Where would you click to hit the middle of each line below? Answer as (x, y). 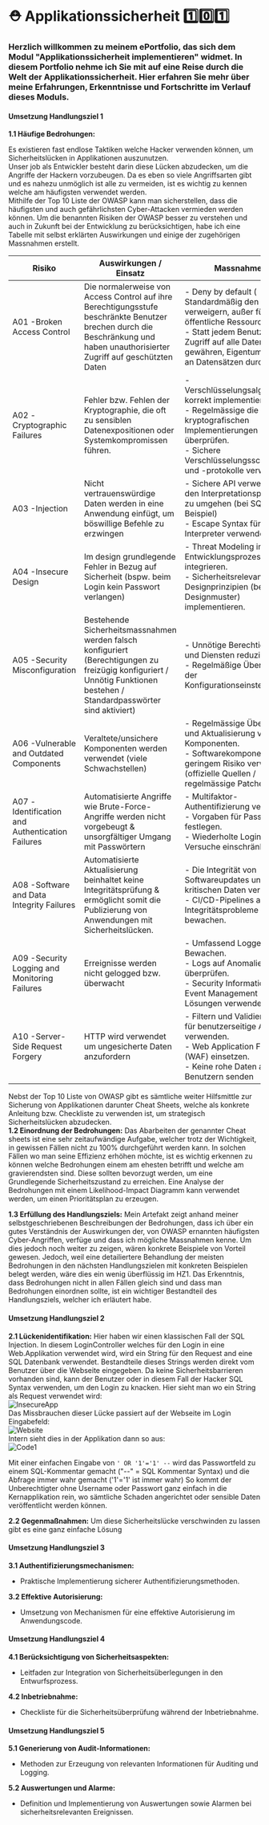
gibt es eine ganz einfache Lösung (65, 1529)
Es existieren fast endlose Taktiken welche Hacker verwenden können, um (131, 149)
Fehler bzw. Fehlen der (127, 401)
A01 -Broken (37, 322)
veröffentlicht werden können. (58, 1505)
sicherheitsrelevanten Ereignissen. (76, 1812)
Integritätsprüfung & (122, 890)
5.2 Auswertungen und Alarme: (62, 1788)
